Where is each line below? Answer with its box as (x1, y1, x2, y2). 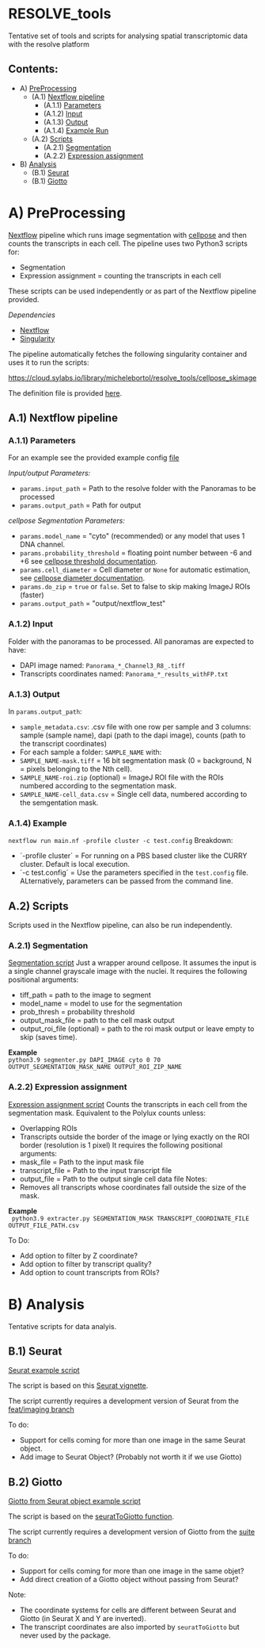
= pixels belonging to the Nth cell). (19, 764, 133, 773)
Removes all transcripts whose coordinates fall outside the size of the (19, 1182, 247, 1192)
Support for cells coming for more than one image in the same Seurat (19, 1435, 246, 1445)
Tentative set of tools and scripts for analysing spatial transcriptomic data (8, 31, 248, 40)
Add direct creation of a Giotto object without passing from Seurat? (19, 1575, 239, 1585)
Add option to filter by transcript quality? (19, 1259, 152, 1269)
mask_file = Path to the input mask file (19, 1157, 145, 1167)
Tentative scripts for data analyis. (8, 1321, 117, 1331)
